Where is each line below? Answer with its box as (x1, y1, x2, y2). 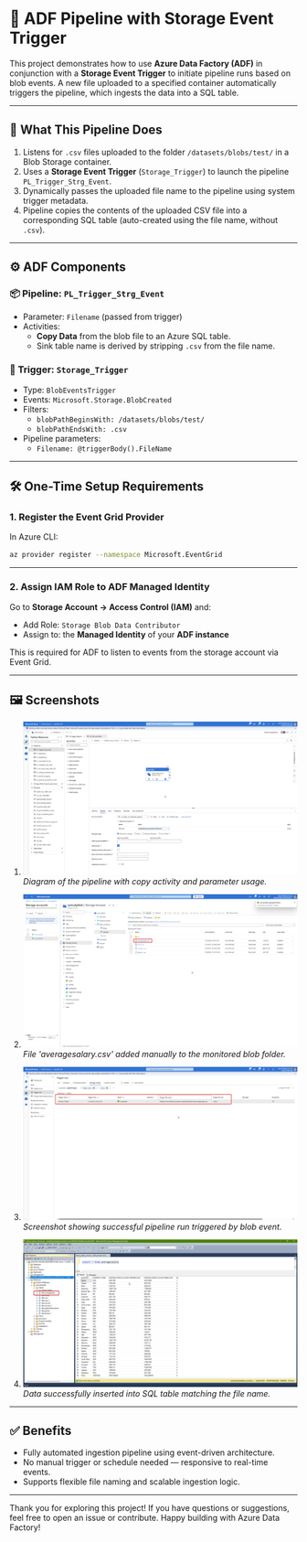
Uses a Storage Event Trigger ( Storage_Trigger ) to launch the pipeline (22, 166, 290, 177)
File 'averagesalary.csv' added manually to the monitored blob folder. (22, 1048, 286, 1059)
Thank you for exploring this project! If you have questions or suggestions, (9, 1503, 290, 1514)
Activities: (22, 321, 61, 332)
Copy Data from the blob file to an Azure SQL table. (36, 331, 231, 342)
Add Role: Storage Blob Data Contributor (22, 619, 181, 630)
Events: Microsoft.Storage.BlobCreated (22, 393, 172, 405)
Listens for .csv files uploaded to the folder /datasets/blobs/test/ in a (22, 146, 290, 157)
